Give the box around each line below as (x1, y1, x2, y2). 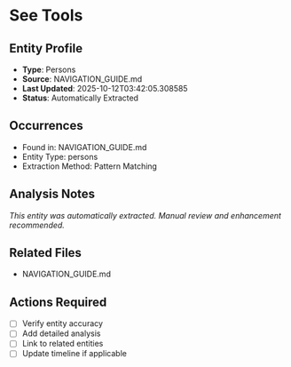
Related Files (9, 245, 83, 260)
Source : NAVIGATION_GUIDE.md (21, 74, 143, 84)
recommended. (9, 219, 65, 230)
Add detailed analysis (21, 328, 101, 339)
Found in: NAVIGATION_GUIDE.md (21, 141, 147, 152)
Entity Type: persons (21, 151, 98, 162)
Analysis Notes (9, 187, 96, 202)
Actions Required (9, 294, 107, 309)
